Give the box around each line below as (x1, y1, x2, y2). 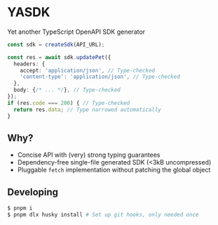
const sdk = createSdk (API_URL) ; (7, 41, 105, 48)
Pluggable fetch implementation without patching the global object (17, 166, 211, 174)
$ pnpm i (7, 205, 33, 212)
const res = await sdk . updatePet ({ (7, 53, 111, 60)
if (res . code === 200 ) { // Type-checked (7, 99, 130, 106)
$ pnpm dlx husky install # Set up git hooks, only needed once (7, 212, 199, 219)
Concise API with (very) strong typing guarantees (17, 150, 161, 159)
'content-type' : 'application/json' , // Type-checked (20, 73, 180, 81)
